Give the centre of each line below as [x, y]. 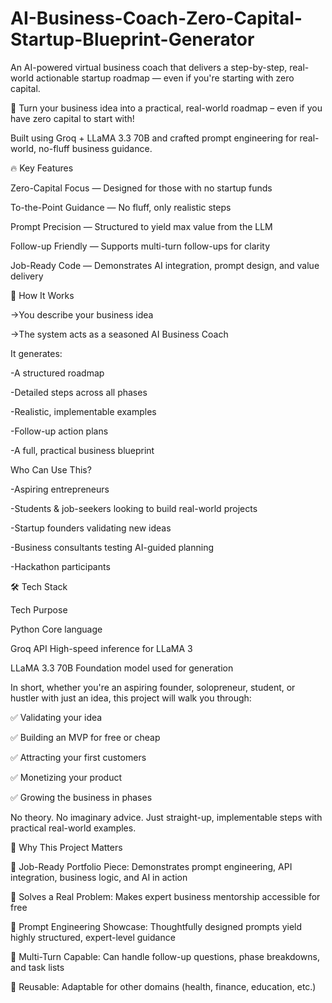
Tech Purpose [39, 609]
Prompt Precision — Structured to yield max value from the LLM [141, 226]
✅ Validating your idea [56, 717]
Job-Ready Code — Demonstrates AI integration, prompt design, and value [165, 265]
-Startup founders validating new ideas [91, 528]
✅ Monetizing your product [66, 777]
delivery [27, 276]
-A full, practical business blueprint [82, 450]
